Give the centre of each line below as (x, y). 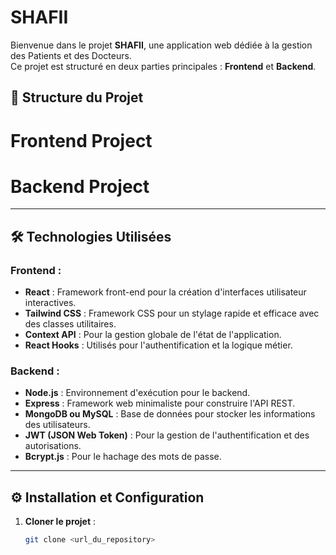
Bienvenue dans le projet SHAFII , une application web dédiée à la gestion (161, 45)
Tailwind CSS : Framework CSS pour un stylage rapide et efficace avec (172, 313)
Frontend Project (81, 140)
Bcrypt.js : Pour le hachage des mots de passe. (123, 457)
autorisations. (53, 446)
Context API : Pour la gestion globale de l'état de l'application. (153, 335)
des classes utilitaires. (70, 324)
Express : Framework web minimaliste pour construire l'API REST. (160, 403)
